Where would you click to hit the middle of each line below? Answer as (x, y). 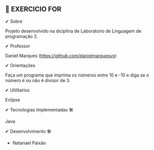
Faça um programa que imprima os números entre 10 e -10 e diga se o (77, 75)
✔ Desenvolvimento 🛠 (28, 131)
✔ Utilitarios (17, 90)
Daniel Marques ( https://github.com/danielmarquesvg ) (61, 55)
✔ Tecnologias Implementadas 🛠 (39, 109)
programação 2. (22, 36)
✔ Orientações (20, 65)
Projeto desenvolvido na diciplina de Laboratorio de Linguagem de (73, 31)
